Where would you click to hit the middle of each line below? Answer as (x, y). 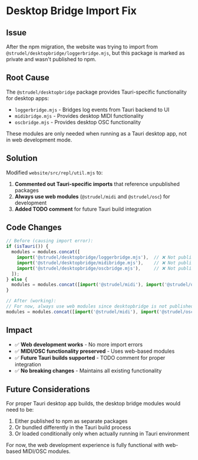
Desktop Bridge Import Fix (71, 11)
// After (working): (32, 301)
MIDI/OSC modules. (47, 451)
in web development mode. (39, 140)
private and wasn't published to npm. (51, 59)
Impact (19, 330)
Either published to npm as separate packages (71, 421)
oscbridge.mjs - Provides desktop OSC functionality (78, 122)
